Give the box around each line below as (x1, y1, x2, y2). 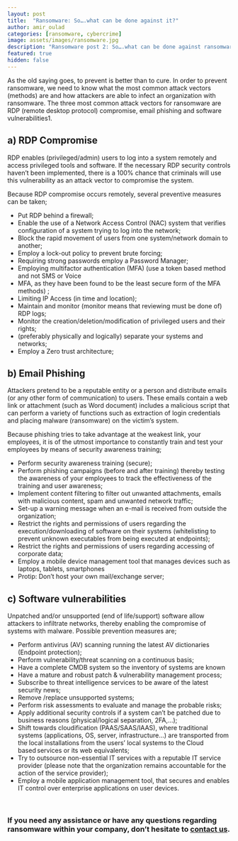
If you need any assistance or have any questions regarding (7, 815, 217, 825)
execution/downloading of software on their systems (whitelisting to (17, 527, 216, 536)
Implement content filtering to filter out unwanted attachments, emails (17, 489, 222, 498)
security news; (17, 686, 62, 695)
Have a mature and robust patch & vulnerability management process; (17, 671, 222, 679)
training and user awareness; (17, 482, 103, 490)
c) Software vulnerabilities (7, 592, 127, 604)
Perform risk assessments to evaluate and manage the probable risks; (17, 701, 222, 710)
